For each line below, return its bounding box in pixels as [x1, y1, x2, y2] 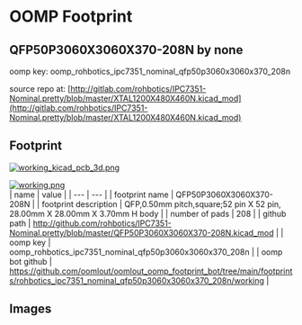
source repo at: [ [9, 84, 71, 94]
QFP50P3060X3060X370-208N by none [9, 42, 244, 58]
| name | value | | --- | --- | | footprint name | [9, 189, 174, 200]
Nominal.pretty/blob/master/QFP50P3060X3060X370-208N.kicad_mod [9, 227, 274, 238]
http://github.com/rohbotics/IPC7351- [32, 218, 173, 229]
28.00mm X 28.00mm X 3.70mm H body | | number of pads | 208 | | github [9, 208, 287, 219]
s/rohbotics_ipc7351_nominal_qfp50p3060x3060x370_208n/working [9, 275, 265, 285]
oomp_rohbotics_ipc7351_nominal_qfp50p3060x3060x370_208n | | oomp [9, 246, 283, 257]
